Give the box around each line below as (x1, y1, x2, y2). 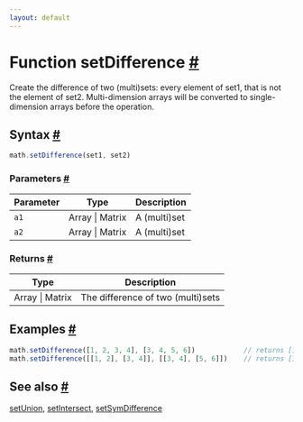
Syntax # (9, 127, 61, 142)
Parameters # (9, 172, 70, 185)
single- (249, 91, 276, 102)
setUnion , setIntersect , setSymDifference (9, 403, 162, 414)
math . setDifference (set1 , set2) (9, 151, 131, 161)
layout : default (9, 13, 70, 23)
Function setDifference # (9, 51, 200, 72)
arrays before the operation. (50, 101, 155, 112)
